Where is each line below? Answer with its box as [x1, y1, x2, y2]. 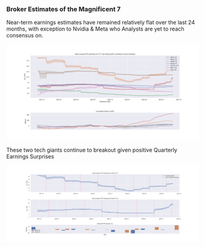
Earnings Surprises [6, 153, 54, 160]
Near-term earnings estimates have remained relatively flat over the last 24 [6, 19, 195, 26]
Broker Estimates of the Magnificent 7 [6, 5, 121, 13]
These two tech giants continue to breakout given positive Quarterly [6, 146, 178, 154]
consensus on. [6, 32, 44, 39]
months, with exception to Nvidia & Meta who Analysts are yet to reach [6, 25, 184, 32]
